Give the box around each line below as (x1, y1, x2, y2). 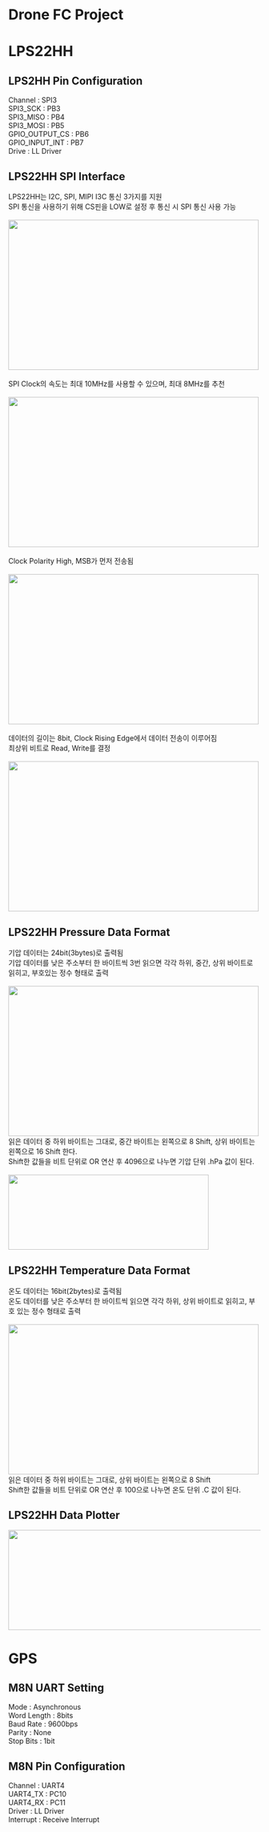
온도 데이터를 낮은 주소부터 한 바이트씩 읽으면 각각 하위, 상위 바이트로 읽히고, (8, 1296, 247, 1306)
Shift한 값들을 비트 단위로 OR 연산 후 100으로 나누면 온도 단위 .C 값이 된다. (8, 1484, 242, 1494)
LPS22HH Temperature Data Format (8, 1264, 191, 1278)
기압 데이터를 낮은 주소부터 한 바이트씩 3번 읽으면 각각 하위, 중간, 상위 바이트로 (8, 958, 254, 967)
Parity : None (8, 1728, 52, 1738)
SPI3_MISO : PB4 (8, 112, 66, 122)
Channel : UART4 (8, 1781, 66, 1790)
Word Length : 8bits (8, 1711, 74, 1721)
